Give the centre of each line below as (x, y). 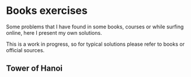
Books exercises (47, 11)
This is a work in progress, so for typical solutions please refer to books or (95, 44)
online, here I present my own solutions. (54, 32)
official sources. (25, 50)
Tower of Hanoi (34, 69)
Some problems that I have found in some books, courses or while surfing (95, 27)
